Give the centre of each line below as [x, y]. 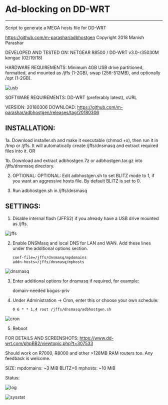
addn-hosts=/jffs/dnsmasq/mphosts [48, 262]
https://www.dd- [97, 338]
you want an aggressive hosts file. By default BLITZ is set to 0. [76, 180]
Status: [12, 377]
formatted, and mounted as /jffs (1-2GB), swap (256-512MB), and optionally [83, 72]
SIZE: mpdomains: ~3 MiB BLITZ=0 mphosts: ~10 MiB [60, 368]
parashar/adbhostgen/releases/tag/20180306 [52, 112]
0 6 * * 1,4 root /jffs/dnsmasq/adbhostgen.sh [62, 309]
